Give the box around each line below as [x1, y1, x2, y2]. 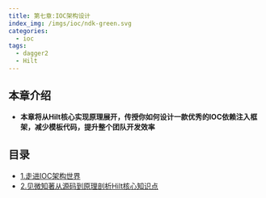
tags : [8, 42, 27, 50]
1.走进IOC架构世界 [19, 171, 81, 180]
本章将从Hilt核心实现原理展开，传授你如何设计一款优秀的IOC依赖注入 [19, 112, 251, 121]
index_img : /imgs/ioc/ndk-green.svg [8, 19, 132, 27]
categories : [8, 27, 49, 35]
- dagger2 [15, 49, 49, 57]
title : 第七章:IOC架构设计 [8, 11, 91, 20]
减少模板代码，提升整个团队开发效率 [34, 122, 155, 132]
